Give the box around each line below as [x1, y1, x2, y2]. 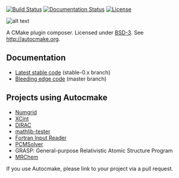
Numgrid [14, 108, 37, 115]
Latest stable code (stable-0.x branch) [14, 69, 111, 76]
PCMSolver [14, 140, 43, 147]
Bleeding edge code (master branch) [14, 75, 107, 82]
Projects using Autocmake [6, 93, 108, 103]
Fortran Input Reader [14, 134, 67, 141]
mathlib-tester [14, 127, 51, 135]
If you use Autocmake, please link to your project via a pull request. [6, 165, 174, 172]
